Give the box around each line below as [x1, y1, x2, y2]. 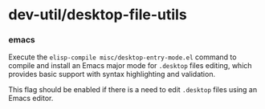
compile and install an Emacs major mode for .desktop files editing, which [8, 61, 252, 71]
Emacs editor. [8, 94, 54, 103]
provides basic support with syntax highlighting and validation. [8, 70, 215, 79]
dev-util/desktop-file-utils [8, 6, 187, 24]
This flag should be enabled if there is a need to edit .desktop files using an [8, 85, 258, 95]
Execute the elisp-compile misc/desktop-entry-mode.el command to [8, 52, 237, 62]
